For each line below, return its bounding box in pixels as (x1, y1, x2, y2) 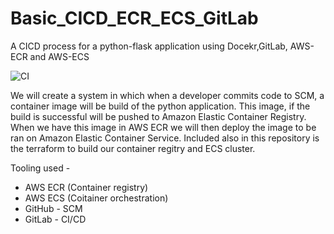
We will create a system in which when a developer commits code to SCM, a (10, 89, 325, 101)
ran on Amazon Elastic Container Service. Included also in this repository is (10, 132, 320, 144)
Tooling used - (10, 162, 71, 174)
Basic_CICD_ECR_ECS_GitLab (10, 7, 259, 30)
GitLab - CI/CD (24, 213, 87, 225)
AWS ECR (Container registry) (24, 181, 149, 193)
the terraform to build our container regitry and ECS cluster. (10, 142, 256, 154)
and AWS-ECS (29, 50, 90, 62)
